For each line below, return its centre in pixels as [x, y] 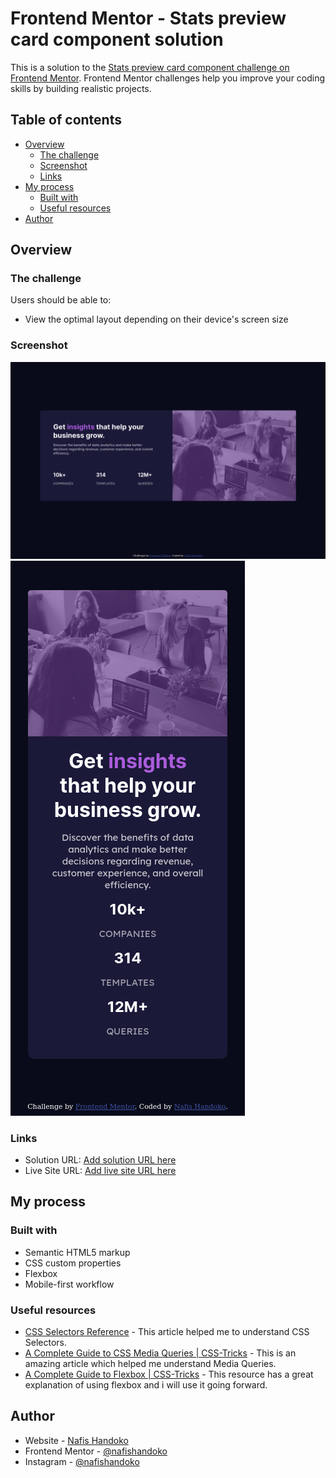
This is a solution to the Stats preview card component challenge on [150, 67]
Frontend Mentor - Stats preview [148, 18]
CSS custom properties [73, 1263]
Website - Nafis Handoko [76, 1440]
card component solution [117, 39]
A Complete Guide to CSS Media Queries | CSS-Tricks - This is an [160, 1353]
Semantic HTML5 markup [77, 1252]
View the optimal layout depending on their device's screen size [156, 319]
